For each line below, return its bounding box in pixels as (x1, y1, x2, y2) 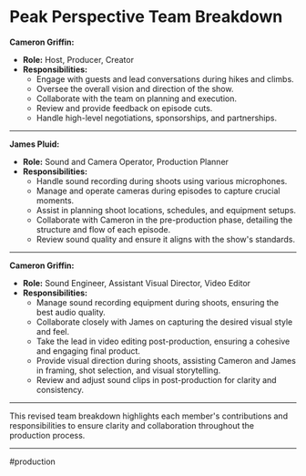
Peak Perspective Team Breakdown (9, 6, 283, 27)
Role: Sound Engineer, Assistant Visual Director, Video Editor (22, 277, 251, 288)
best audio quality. (36, 306, 107, 317)
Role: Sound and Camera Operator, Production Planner (22, 156, 229, 167)
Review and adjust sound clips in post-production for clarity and (36, 374, 277, 385)
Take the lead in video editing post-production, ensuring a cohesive (36, 336, 291, 347)
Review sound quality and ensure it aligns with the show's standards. (36, 233, 296, 244)
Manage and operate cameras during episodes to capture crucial (36, 185, 280, 196)
